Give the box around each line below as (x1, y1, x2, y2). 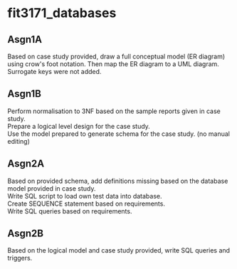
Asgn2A (7, 158, 45, 170)
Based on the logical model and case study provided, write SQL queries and (7, 246, 230, 255)
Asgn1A (7, 33, 43, 46)
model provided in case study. (7, 184, 96, 193)
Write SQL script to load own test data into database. (7, 191, 162, 200)
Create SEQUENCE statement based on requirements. (7, 199, 166, 208)
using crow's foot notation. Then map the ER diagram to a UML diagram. (7, 60, 219, 68)
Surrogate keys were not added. (7, 68, 102, 75)
